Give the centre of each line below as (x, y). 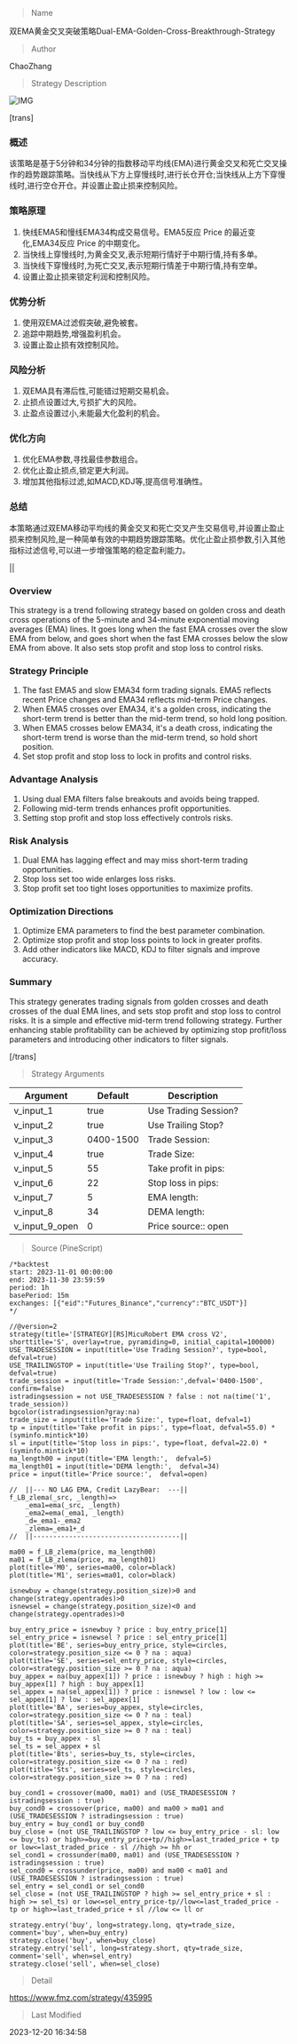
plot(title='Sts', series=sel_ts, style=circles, (103, 1770)
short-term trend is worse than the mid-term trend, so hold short (140, 737)
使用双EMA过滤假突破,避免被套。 (82, 322)
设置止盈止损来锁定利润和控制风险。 (88, 276)
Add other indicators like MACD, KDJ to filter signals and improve (141, 950)
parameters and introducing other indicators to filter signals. (119, 1039)
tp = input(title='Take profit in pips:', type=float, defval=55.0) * (142, 1428)
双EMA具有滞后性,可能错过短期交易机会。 (98, 391)
